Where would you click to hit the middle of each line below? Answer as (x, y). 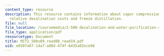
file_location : (20, 28)
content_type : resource (29, 9)
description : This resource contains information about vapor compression (83, 14)
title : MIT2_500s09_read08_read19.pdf (44, 41)
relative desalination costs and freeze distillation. (66, 19)
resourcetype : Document (29, 37)
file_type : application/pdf (34, 32)
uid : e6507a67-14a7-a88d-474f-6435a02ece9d (50, 46)
